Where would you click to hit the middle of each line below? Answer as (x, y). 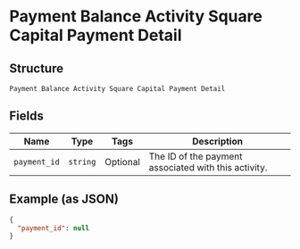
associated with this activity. (208, 167)
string (82, 162)
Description (217, 141)
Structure (37, 68)
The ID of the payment (196, 156)
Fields (27, 116)
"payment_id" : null (54, 228)
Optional (122, 162)
